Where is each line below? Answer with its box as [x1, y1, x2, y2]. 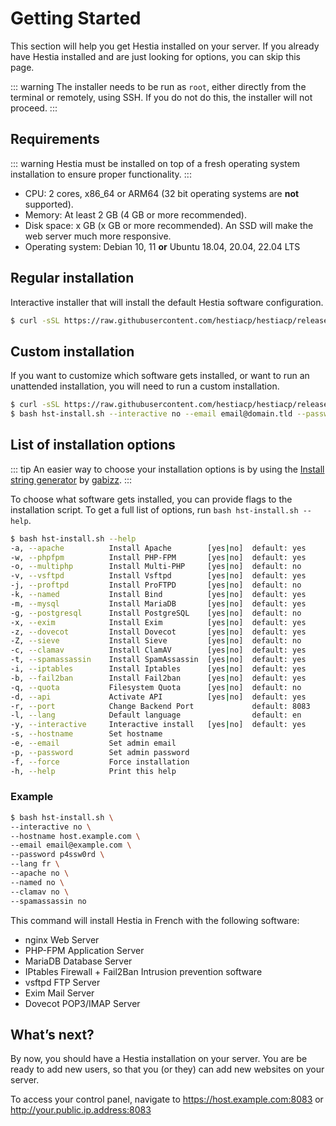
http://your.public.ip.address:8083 [10, 1104, 152, 1116]
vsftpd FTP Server [24, 976, 101, 988]
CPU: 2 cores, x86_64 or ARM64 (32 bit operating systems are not [24, 187, 300, 199]
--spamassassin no [10, 896, 87, 906]
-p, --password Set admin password [10, 747, 190, 757]
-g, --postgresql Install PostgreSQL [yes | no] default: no [10, 608, 302, 618]
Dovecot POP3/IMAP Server [24, 997, 141, 1009]
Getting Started [10, 7, 142, 30]
